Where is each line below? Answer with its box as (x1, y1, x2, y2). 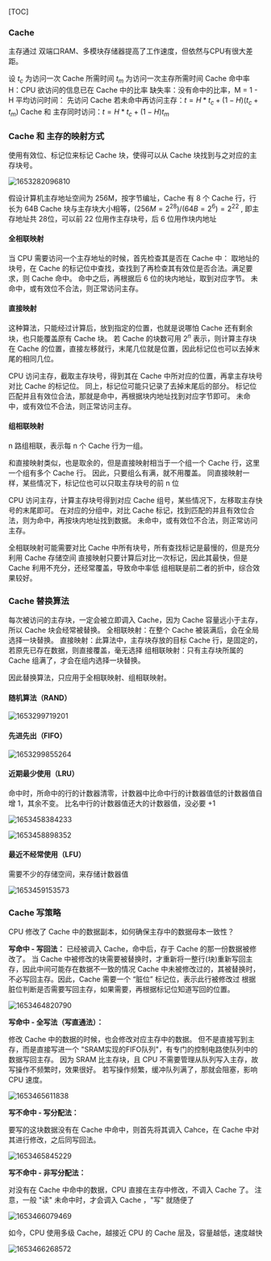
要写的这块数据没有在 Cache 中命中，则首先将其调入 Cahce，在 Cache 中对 (8, 1125, 260, 1135)
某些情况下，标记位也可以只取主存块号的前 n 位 (22, 478, 180, 487)
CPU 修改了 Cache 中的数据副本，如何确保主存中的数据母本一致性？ (8, 927, 235, 937)
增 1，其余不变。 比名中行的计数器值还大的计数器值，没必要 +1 (8, 798, 216, 808)
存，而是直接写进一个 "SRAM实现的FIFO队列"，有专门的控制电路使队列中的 (8, 1044, 258, 1054)
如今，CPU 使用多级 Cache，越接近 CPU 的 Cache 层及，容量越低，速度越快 (8, 1228, 263, 1238)
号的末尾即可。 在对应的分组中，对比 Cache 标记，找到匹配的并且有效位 (8, 505, 248, 515)
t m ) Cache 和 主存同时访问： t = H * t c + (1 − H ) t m (8, 107, 169, 118)
